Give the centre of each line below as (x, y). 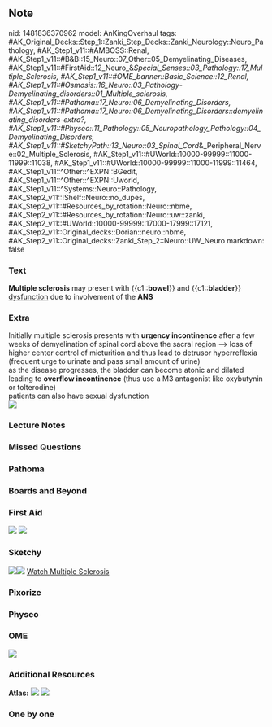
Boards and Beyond (48, 491)
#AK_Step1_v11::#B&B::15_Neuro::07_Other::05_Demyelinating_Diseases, (128, 59)
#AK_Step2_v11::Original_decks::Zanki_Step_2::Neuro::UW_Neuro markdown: (136, 240)
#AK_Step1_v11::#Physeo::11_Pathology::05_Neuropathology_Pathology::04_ (135, 128)
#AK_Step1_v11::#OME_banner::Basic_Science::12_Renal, (155, 76)
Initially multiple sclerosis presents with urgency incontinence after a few (132, 335)
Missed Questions (45, 447)
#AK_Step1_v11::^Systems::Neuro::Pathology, (82, 188)
